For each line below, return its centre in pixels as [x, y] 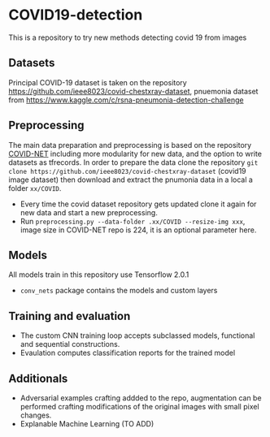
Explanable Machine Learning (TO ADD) [87, 424]
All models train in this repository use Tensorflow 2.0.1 [99, 275]
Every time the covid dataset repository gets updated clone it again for [138, 204]
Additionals [38, 378]
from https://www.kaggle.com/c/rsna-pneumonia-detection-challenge [126, 100]
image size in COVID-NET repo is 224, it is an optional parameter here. [138, 230]
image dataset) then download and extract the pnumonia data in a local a [131, 180]
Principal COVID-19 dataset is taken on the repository [98, 82]
